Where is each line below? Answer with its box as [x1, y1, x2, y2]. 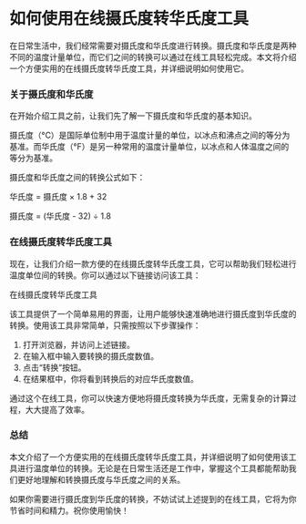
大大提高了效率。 [25, 404, 89, 415]
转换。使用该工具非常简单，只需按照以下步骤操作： [9, 320, 201, 331]
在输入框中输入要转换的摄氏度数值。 [22, 350, 159, 361]
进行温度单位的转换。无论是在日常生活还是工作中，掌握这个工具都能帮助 [16, 462, 289, 474]
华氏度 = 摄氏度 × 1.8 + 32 [9, 191, 107, 202]
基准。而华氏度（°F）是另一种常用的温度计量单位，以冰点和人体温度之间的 [9, 141, 290, 152]
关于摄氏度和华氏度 [9, 87, 94, 100]
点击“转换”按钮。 [22, 362, 87, 373]
